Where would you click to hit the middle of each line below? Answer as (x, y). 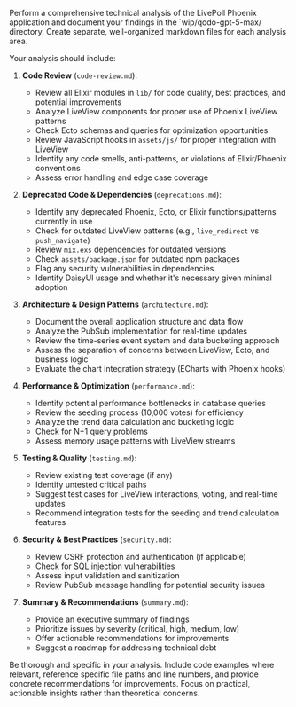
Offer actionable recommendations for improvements (132, 638)
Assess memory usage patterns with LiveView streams (135, 441)
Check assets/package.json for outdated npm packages (138, 259)
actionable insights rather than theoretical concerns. (105, 693)
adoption (51, 287)
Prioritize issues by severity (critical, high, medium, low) (137, 628)
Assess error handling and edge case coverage (122, 177)
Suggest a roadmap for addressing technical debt (126, 648)
